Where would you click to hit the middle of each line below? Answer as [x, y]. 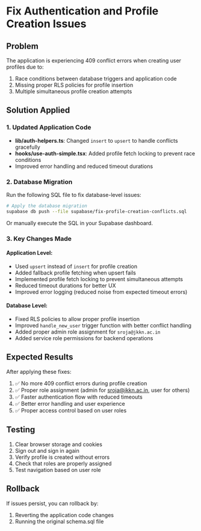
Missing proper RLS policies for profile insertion [74, 85]
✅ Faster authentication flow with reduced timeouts [79, 397]
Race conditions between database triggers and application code [96, 79]
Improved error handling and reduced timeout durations [84, 166]
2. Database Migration [39, 182]
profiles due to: [25, 67]
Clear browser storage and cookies [58, 444]
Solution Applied [38, 110]
